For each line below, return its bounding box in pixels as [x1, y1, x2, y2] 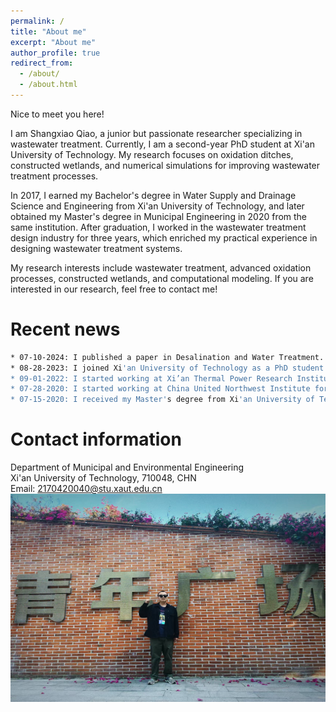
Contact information [10, 428, 182, 451]
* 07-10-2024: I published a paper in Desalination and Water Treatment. [10, 352, 325, 362]
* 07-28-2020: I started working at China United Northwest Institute [10, 384, 311, 394]
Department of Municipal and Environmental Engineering [10, 461, 245, 474]
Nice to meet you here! [10, 108, 105, 120]
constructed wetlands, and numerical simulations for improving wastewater [10, 159, 321, 171]
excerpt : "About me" [10, 37, 97, 47]
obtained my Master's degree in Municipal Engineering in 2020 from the [10, 210, 308, 222]
